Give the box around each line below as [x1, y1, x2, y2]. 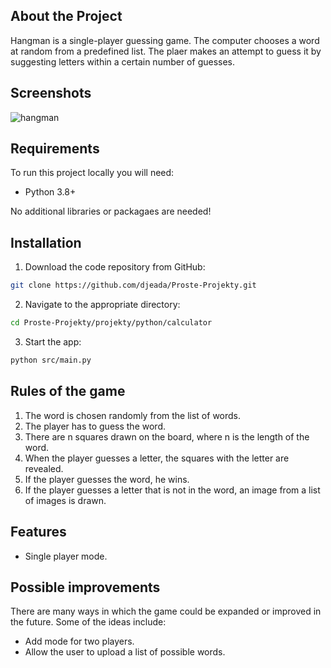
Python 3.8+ [24, 186, 77, 198]
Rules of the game [10, 383, 126, 400]
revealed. [24, 462, 64, 474]
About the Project [10, 8, 123, 25]
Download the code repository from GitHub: [24, 261, 206, 273]
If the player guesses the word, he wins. [24, 473, 190, 485]
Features [10, 524, 67, 541]
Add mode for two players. [24, 635, 135, 648]
